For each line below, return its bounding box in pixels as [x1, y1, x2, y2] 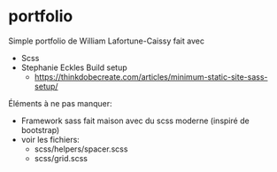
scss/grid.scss [34, 152, 88, 163]
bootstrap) [20, 124, 60, 135]
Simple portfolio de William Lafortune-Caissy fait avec [8, 35, 205, 46]
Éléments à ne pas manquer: [8, 98, 112, 108]
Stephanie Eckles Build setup [20, 62, 127, 73]
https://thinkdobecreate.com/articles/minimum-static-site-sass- [34, 71, 268, 82]
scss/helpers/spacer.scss [34, 144, 128, 154]
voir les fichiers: [20, 134, 81, 145]
